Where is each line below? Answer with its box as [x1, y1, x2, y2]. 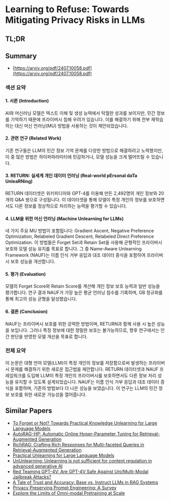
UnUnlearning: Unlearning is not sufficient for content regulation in [12, 457, 152, 463]
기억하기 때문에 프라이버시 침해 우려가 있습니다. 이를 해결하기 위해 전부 [10, 116, 150, 122]
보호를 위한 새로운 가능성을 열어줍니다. [10, 391, 87, 398]
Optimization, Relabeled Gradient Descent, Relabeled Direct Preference [5, 233, 154, 239]
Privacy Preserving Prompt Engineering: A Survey [12, 484, 117, 490]
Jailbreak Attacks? [12, 474, 52, 480]
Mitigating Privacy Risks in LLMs [5, 14, 145, 26]
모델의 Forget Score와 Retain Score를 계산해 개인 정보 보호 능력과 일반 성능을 [5, 283, 160, 290]
